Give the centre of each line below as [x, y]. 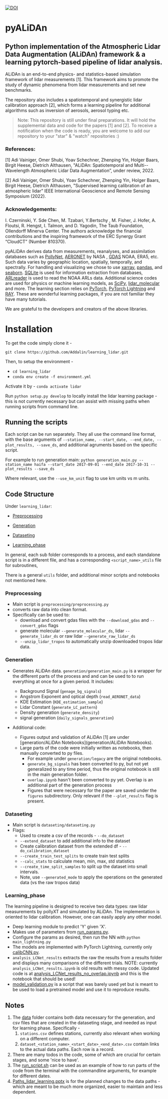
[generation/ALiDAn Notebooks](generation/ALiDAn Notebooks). [86, 742]
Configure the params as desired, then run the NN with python [76, 937]
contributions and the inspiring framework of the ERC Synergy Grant [75, 236]
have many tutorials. [26, 299]
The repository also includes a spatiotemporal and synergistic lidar [74, 100]
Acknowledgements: [31, 209]
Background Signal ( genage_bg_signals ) [60, 691]
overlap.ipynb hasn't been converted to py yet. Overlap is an [90, 779]
